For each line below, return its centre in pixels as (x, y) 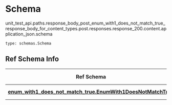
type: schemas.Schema (28, 43)
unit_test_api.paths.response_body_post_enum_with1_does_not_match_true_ (85, 23)
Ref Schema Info (32, 59)
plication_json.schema (29, 34)
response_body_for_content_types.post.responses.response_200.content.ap (86, 28)
